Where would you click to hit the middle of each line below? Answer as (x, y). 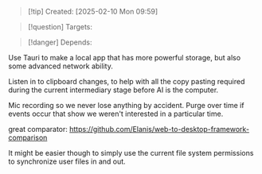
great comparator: (38, 129)
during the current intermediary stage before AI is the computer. (113, 90)
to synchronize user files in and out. (67, 161)
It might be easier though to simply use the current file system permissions (131, 153)
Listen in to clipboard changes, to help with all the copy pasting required (127, 81)
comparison (28, 137)
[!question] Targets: (60, 27)
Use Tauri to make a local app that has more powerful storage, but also (125, 58)
